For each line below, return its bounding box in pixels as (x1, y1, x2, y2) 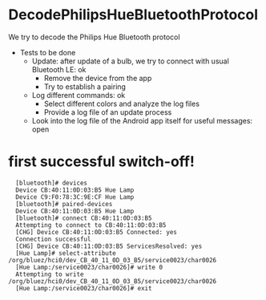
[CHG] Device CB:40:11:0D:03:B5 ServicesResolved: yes (15, 242, 203, 250)
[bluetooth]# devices (15, 179, 88, 187)
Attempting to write (15, 270, 84, 278)
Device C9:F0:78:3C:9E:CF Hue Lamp (15, 193, 135, 201)
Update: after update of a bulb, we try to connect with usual (31, 56, 230, 66)
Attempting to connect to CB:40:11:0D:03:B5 (15, 221, 167, 229)
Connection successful (15, 235, 91, 243)
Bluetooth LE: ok (31, 64, 87, 74)
